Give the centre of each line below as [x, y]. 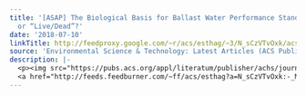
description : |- [40, 60]
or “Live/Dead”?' [51, 26]
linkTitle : [30, 43]
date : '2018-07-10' [46, 34]
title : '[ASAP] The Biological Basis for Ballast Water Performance [142, 18]
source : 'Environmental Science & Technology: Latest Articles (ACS [142, 52]
